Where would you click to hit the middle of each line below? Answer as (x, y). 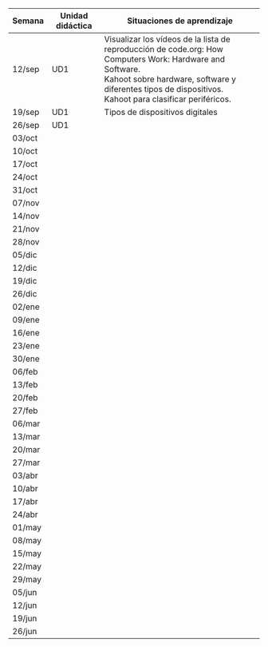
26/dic (25, 294)
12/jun (25, 605)
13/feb (25, 385)
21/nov (26, 229)
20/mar (26, 449)
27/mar (26, 462)
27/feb (25, 411)
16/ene (26, 333)
